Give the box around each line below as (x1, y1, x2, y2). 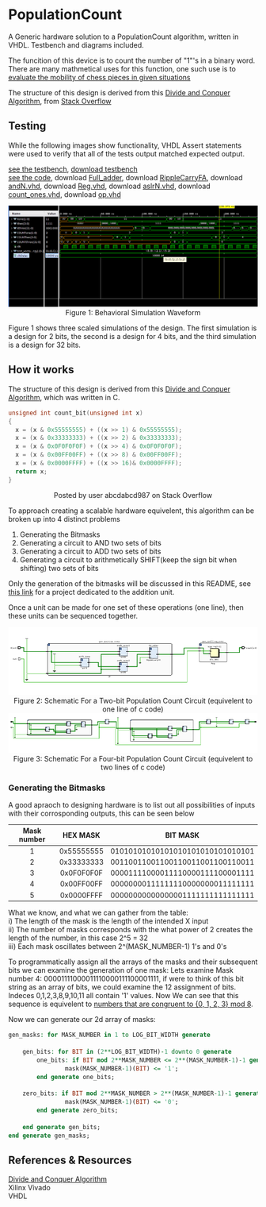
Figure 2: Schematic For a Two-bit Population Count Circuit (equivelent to (13, 696, 253, 706)
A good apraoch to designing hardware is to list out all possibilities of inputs (8, 800, 256, 809)
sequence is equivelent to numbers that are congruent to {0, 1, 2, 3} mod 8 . (8, 999, 253, 1009)
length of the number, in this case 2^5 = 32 (8, 933, 149, 943)
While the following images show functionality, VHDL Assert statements (8, 141, 242, 150)
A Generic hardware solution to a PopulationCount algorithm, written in (8, 32, 239, 41)
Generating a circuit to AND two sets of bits (19, 538, 162, 547)
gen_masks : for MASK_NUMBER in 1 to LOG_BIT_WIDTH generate (8, 1031, 211, 1039)
